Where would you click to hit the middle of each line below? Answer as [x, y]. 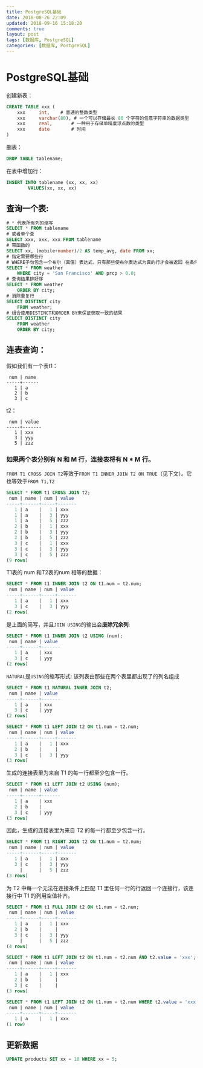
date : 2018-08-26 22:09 [36, 18]
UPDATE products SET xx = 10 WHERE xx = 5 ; [62, 1059]
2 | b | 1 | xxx [41, 526]
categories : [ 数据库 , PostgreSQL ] [48, 46]
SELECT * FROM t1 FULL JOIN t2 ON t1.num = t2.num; [72, 907]
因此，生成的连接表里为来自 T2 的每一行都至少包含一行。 [77, 830]
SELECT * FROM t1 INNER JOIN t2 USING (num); [64, 636]
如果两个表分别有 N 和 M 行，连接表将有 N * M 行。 [80, 459]
